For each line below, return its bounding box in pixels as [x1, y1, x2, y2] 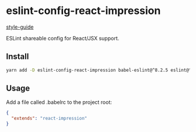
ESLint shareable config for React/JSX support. [6, 34, 120, 41]
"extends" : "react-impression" [11, 116, 87, 121]
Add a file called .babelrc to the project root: [6, 99, 113, 106]
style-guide [6, 23, 34, 30]
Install [6, 51, 29, 62]
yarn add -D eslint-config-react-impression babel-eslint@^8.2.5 [6, 67, 168, 73]
